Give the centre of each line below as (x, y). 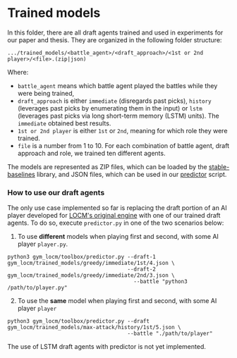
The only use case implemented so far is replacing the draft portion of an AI (117, 208)
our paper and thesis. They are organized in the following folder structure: (115, 39)
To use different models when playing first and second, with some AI (118, 237)
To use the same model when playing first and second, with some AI (117, 301)
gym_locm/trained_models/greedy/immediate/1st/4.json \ (91, 263)
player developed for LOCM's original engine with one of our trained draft (114, 216)
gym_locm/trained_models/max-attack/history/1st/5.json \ (94, 328)
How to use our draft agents (56, 192)
